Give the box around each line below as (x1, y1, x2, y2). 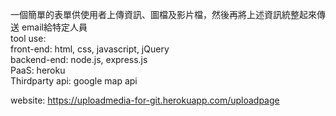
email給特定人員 (21, 21, 88, 33)
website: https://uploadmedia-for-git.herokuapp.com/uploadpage (10, 94, 280, 106)
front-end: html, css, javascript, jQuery (10, 43, 170, 55)
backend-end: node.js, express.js (10, 54, 148, 65)
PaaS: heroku (10, 64, 66, 76)
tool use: (10, 33, 47, 44)
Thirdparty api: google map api (10, 75, 138, 87)
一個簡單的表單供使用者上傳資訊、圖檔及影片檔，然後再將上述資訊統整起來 (10, 9, 317, 20)
